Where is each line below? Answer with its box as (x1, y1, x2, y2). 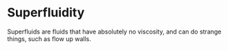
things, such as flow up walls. (7, 34, 91, 42)
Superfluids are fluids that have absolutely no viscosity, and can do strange (7, 27, 222, 36)
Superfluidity (7, 5, 85, 21)
